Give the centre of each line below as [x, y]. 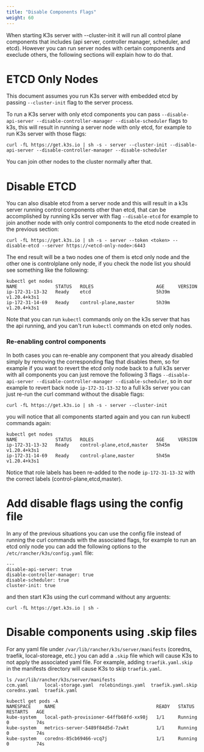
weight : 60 [20, 18]
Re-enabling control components [56, 341]
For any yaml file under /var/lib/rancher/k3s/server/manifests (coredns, [99, 649]
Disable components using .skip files [102, 632]
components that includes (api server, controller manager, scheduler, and [98, 42]
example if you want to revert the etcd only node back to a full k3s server [98, 368]
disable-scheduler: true [38, 580]
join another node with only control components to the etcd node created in [101, 223]
